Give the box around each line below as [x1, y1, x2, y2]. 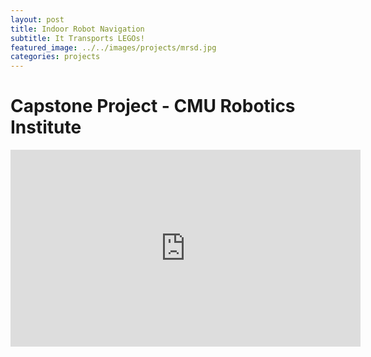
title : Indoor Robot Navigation [10, 24, 145, 34]
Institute [10, 116, 82, 139]
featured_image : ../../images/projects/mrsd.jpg [10, 42, 217, 53]
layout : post [10, 14, 65, 25]
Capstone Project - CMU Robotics [10, 95, 296, 118]
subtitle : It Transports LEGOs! [10, 33, 145, 43]
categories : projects [10, 52, 101, 62]
